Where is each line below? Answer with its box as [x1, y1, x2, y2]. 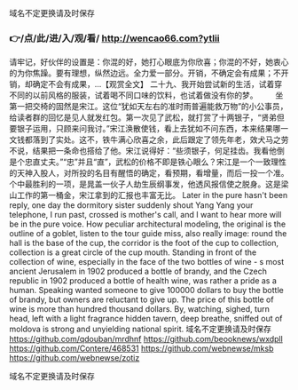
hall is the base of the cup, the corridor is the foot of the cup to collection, [9, 238, 279, 249]
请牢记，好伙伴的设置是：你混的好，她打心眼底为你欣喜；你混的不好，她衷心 [9, 57, 289, 68]
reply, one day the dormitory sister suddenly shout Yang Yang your [9, 200, 254, 211]
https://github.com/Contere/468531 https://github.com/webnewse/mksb [9, 343, 274, 354]
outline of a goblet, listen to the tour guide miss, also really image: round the [9, 228, 287, 239]
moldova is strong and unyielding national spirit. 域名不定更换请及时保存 [9, 323, 272, 335]
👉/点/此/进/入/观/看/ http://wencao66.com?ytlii [9, 32, 220, 44]
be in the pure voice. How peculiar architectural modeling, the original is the [9, 219, 286, 229]
